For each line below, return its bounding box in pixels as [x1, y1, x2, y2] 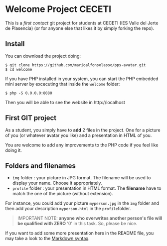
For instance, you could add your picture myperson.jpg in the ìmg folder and [5, 200, 160, 206]
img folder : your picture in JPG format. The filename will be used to [12, 175, 151, 181]
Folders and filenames [5, 161, 76, 170]
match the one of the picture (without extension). [12, 191, 113, 197]
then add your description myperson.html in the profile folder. [5, 206, 131, 212]
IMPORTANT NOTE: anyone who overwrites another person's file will [17, 215, 163, 221]
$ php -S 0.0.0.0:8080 [5, 91, 52, 96]
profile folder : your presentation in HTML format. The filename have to [12, 185, 162, 191]
